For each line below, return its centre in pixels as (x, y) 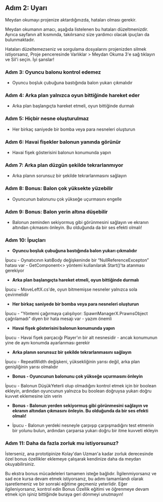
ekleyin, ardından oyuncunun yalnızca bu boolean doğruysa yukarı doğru (78, 391)
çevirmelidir (17, 295)
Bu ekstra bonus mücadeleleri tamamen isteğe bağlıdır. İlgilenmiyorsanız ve (81, 474)
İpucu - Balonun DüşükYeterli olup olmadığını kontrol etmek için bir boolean (81, 386)
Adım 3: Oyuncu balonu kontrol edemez (53, 72)
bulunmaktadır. (20, 40)
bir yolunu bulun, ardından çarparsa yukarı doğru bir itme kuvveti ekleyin (85, 431)
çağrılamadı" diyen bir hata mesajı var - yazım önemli (59, 319)
